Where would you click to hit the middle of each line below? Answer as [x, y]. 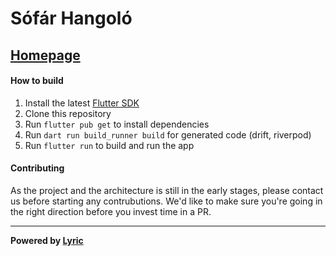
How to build [37, 81]
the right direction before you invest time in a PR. [111, 211]
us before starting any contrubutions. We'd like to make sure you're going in [166, 201]
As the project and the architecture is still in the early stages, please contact [167, 190]
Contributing [37, 168]
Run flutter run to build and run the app [109, 145]
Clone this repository [68, 113]
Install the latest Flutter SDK [82, 103]
